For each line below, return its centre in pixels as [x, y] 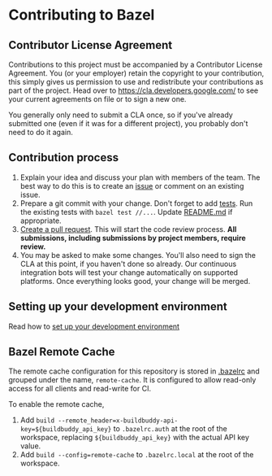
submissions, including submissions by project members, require [133, 238]
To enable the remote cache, [56, 404]
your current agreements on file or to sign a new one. [97, 99]
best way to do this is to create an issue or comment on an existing [132, 186]
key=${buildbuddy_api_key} [66, 430]
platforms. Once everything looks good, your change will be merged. [135, 281]
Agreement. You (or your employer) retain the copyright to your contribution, [136, 73]
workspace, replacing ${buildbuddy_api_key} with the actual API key [135, 438]
